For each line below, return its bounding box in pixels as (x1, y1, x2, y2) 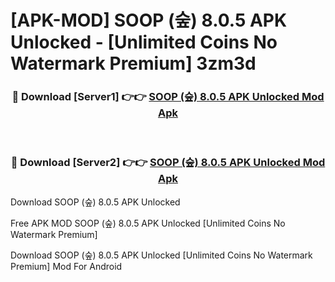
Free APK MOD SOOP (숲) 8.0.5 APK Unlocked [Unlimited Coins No (10, 217, 286, 229)
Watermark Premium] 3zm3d (10, 52, 257, 75)
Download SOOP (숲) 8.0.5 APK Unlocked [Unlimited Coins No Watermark (10, 249, 313, 261)
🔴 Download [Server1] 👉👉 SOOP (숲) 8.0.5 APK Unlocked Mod (11, 90, 325, 104)
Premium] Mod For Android (10, 260, 123, 272)
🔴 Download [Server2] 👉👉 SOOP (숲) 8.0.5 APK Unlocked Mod (10, 156, 326, 170)
